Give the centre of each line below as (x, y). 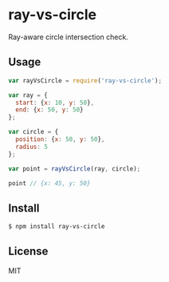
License (28, 251)
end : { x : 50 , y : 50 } (49, 110)
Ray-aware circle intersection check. (69, 37)
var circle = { (33, 132)
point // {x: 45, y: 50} (49, 183)
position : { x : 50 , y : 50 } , (60, 139)
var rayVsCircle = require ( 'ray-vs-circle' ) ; (85, 81)
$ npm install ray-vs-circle (57, 227)
